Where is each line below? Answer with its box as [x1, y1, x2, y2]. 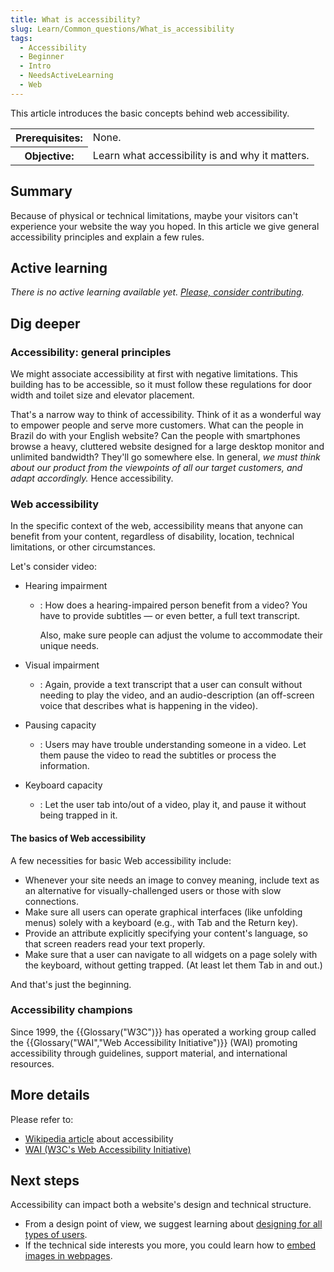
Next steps [10, 1172, 80, 1190]
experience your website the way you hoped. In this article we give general [10, 220, 320, 232]
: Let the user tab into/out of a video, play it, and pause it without [39, 799, 307, 811]
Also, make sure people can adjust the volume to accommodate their [39, 629, 323, 641]
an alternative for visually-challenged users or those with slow [24, 884, 282, 896]
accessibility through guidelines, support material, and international [10, 1047, 288, 1059]
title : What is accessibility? [10, 14, 141, 25]
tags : [10, 33, 33, 43]
